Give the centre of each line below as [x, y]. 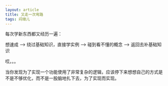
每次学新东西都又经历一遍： [34, 34]
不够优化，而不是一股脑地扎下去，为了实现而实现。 [66, 78]
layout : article [22, 10]
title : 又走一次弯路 [24, 14]
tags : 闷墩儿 [17, 19]
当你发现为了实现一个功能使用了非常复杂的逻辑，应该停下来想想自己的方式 [82, 72]
